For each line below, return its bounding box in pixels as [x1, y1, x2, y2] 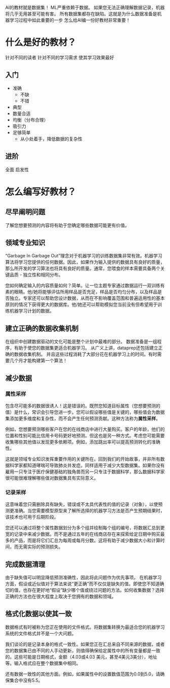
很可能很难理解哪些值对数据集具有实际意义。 [5, 475, 99, 481]
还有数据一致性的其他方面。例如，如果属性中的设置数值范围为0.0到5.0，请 [5, 671, 160, 677]
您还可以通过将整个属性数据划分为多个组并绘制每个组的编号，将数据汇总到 [5, 525, 160, 531]
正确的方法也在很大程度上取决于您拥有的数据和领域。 [5, 593, 116, 599]
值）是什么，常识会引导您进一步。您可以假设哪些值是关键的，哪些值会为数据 [5, 409, 165, 415]
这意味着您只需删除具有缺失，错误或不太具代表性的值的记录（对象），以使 [5, 501, 158, 508]
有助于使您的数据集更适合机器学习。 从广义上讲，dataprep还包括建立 [14, 345, 158, 351]
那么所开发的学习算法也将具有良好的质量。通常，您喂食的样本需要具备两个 [5, 265, 160, 272]
